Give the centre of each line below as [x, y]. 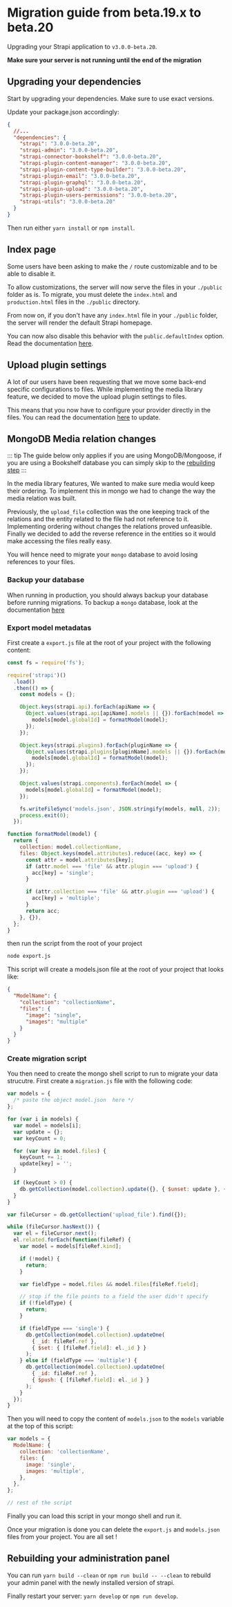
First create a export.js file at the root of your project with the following [109, 642]
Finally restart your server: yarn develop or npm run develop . [93, 1596]
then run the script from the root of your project [75, 943]
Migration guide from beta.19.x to [104, 13]
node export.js [29, 956]
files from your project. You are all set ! [62, 1537]
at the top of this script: [40, 1426]
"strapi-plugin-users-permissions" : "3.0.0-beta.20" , [98, 195]
